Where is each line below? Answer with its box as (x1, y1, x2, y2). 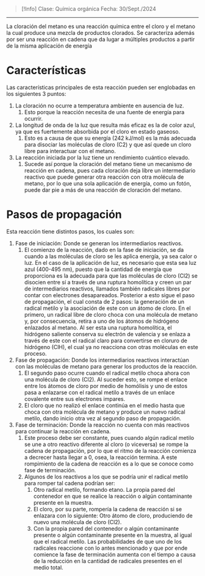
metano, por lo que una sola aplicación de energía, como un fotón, (24, 179, 192, 187)
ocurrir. (24, 115, 43, 122)
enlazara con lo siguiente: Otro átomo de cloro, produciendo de (33, 512, 193, 519)
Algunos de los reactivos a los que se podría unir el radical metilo (24, 473, 189, 480)
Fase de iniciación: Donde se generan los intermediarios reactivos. (15, 239, 183, 247)
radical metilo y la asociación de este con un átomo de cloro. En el (24, 304, 191, 312)
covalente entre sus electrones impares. (24, 395, 126, 402)
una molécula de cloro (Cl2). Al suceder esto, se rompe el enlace (24, 375, 188, 383)
